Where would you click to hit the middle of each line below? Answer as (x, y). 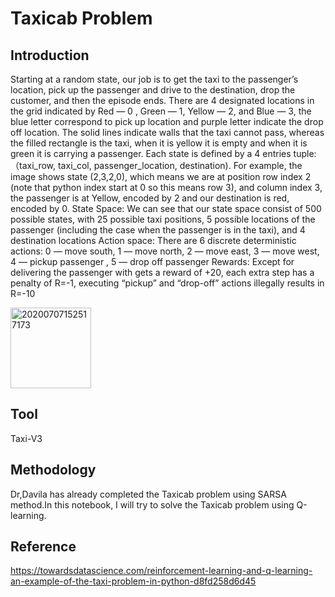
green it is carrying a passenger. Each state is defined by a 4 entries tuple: (163, 153)
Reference (43, 547)
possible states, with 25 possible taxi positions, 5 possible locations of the (163, 219)
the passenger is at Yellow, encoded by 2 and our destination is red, (150, 198)
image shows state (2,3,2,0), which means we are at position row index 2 (161, 176)
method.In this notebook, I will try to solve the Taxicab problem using (152, 504)
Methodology (53, 470)
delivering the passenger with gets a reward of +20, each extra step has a (162, 272)
